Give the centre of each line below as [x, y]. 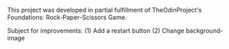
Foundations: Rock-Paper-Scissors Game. [67, 17]
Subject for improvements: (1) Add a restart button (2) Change [96, 31]
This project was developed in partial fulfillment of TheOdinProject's [105, 10]
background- [204, 31]
